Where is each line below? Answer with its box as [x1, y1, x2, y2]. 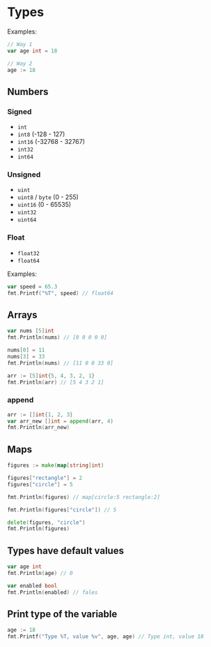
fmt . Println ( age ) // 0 [7, 569, 73, 576]
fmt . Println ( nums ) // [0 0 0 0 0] [7, 334, 108, 341]
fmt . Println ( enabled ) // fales [7, 588, 98, 596]
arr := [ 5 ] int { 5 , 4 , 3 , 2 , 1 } [7, 372, 95, 379]
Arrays [7, 309, 38, 321]
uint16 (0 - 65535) [17, 201, 72, 209]
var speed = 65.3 [7, 283, 58, 290]
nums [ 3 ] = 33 [7, 353, 45, 360]
